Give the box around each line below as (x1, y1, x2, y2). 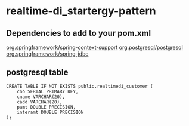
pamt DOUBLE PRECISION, (17, 104, 76, 110)
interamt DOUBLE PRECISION (17, 109, 84, 115)
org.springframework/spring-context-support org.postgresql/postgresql (6, 44, 183, 51)
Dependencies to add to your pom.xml (6, 28, 151, 38)
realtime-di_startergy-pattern (6, 4, 156, 18)
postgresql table (6, 67, 69, 78)
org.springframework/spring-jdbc (6, 50, 89, 57)
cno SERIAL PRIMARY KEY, (17, 88, 79, 94)
